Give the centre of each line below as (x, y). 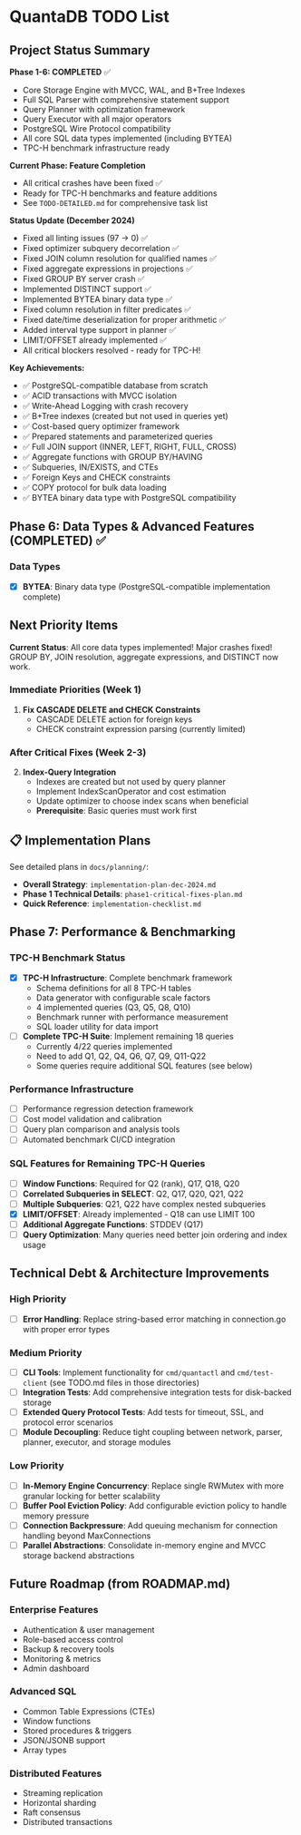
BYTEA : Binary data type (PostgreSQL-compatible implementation (146, 586)
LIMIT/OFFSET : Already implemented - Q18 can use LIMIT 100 (139, 1214)
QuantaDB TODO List (90, 17)
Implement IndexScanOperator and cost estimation (131, 792)
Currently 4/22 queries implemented (104, 1046)
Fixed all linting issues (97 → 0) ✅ (85, 238)
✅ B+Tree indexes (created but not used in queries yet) (125, 416)
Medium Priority (46, 1352)
